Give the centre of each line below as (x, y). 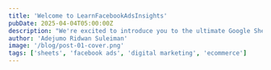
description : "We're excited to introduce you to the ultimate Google (129, 31)
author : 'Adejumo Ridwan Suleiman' (68, 38)
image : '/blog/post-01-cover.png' (67, 46)
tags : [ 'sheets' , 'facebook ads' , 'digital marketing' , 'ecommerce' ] (128, 53)
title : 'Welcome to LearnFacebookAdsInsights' (88, 16)
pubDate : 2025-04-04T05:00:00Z (61, 23)
